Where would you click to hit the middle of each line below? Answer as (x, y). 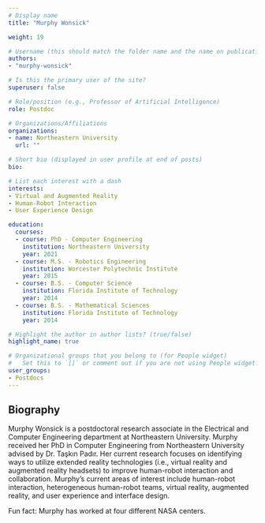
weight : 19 (26, 37)
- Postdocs (26, 378)
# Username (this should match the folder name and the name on (116, 51)
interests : (26, 189)
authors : (22, 59)
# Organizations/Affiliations (58, 123)
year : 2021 (40, 254)
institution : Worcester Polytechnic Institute (100, 269)
